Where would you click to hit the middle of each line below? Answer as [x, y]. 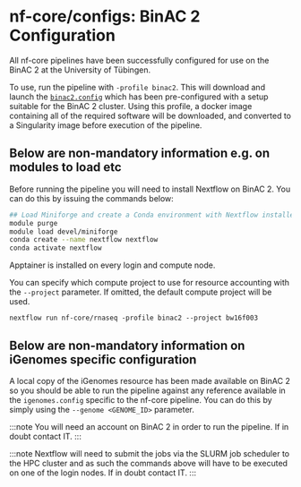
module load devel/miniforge [64, 231]
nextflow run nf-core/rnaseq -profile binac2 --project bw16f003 [133, 318]
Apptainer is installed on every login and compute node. [112, 265]
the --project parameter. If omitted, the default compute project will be [141, 292]
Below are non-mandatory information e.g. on [140, 154]
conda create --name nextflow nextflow [84, 240]
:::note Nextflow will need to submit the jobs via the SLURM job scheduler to [149, 453]
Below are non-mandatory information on [127, 345]
